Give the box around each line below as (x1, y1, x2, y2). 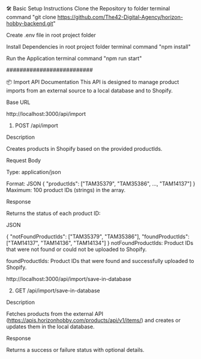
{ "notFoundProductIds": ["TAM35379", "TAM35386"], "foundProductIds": (6, 233, 190, 240)
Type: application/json (6, 169, 61, 175)
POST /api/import (14, 122, 58, 129)
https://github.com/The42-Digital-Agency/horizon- (57, 14, 183, 20)
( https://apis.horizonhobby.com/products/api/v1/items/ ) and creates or (6, 317, 181, 324)
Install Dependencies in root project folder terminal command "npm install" (6, 43, 191, 50)
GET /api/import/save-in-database (14, 287, 100, 294)
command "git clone (6, 14, 56, 20)
